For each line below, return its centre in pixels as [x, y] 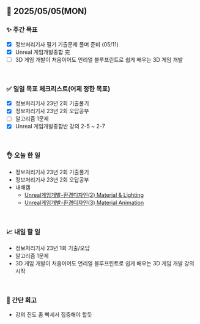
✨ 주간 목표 [22, 30]
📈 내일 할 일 [24, 232]
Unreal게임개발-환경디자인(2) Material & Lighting [84, 195]
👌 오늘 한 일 [24, 155]
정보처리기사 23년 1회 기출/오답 [53, 248]
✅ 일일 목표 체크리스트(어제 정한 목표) [58, 89]
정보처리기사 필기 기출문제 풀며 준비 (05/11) [67, 44]
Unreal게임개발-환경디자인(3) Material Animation [84, 202]
